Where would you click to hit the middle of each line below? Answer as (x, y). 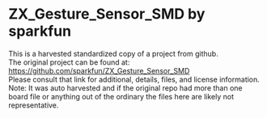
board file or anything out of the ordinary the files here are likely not (121, 96)
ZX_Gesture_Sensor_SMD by (107, 14)
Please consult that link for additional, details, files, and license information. (134, 79)
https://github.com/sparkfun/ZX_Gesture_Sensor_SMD (99, 70)
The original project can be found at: (69, 62)
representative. (34, 105)
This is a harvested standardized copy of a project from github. (113, 53)
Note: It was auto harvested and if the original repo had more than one (125, 88)
